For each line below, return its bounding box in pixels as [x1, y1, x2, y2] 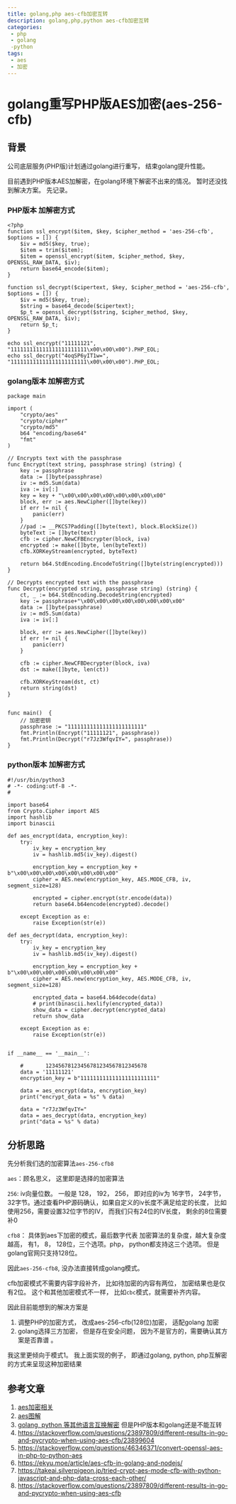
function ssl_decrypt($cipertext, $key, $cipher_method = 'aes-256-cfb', [7, 283, 230, 291]
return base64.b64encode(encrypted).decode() [33, 900, 170, 908]
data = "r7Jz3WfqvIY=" [20, 1106, 87, 1113]
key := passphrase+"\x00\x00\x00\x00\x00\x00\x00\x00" [20, 598, 186, 605]
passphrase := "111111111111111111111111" [20, 724, 147, 731]
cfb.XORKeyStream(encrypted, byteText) [20, 548, 138, 555]
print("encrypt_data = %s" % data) [20, 1093, 125, 1101]
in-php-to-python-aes [17, 1451, 83, 1460]
